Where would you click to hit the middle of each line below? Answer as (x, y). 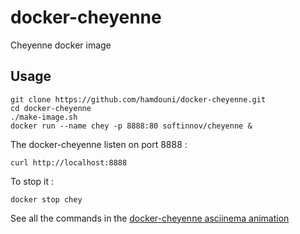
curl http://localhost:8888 (69, 162)
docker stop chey (46, 199)
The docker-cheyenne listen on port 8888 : (99, 144)
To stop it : (32, 181)
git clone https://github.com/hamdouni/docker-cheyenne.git (138, 99)
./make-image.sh (44, 117)
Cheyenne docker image (61, 45)
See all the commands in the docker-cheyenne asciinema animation (150, 218)
